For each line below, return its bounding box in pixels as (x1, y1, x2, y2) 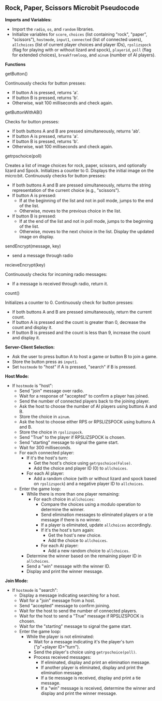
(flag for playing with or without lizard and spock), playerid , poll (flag (12, 47, 151, 52)
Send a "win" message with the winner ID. (26, 563, 110, 569)
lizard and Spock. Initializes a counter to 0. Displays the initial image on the (5, 167, 154, 173)
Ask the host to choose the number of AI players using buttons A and (19, 403, 157, 409)
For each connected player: (19, 450, 74, 455)
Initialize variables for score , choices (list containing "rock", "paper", (12, 31, 147, 37)
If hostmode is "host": (12, 383, 53, 388)
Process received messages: (33, 654, 91, 660)
